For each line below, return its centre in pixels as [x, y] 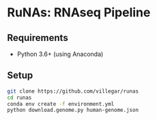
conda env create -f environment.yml [61, 104]
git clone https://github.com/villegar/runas [73, 91]
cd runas [19, 97]
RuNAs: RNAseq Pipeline [79, 13]
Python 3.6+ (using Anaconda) [60, 54]
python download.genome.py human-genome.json [73, 110]
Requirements [38, 38]
